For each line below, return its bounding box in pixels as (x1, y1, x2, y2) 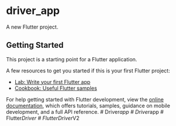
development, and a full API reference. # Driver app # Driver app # (6, 108, 164, 115)
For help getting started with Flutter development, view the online (6, 96, 164, 103)
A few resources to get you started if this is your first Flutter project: (6, 67, 170, 74)
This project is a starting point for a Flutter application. (6, 55, 137, 62)
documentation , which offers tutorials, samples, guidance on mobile (6, 102, 170, 109)
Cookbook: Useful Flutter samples (14, 85, 97, 92)
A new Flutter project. (6, 23, 59, 30)
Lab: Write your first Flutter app (14, 78, 91, 85)
